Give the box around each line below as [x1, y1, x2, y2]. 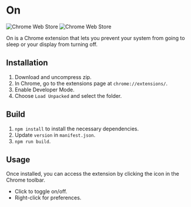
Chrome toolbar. [6, 176, 45, 183]
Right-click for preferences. [14, 194, 82, 201]
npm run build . [14, 137, 51, 144]
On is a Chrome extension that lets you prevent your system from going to [6, 34, 185, 41]
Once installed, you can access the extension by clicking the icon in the [6, 170, 179, 178]
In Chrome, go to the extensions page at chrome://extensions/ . [14, 80, 168, 87]
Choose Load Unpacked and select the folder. [14, 92, 122, 99]
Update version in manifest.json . [14, 131, 96, 139]
